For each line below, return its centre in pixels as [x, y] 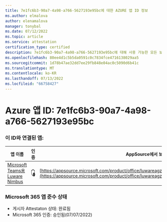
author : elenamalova [27, 21]
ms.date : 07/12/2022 [27, 32]
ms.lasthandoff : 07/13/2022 [34, 79]
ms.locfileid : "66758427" [32, 84]
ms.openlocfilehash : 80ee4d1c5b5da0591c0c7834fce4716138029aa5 [72, 58]
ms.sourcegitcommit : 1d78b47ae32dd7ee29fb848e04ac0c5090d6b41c [72, 63]
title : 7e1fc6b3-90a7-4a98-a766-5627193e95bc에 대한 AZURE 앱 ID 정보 [77, 10]
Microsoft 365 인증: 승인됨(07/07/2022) [52, 215]
